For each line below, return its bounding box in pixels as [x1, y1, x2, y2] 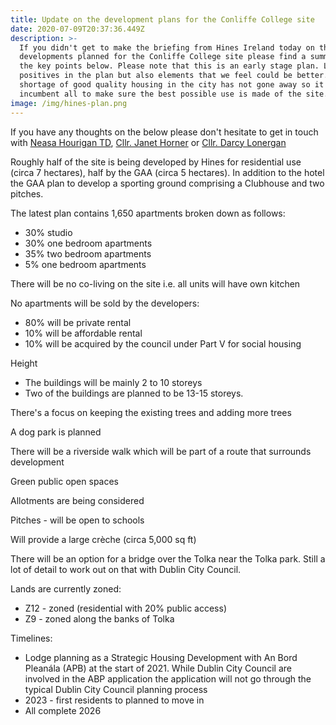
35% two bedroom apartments [24, 247, 152, 260]
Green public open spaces [10, 475, 120, 487]
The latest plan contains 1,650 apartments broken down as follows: [10, 207, 286, 219]
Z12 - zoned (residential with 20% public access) [24, 602, 228, 614]
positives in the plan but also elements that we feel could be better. [19, 71, 329, 81]
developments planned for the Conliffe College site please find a [19, 52, 307, 62]
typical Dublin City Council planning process [24, 683, 208, 695]
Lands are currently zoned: [10, 582, 122, 595]
